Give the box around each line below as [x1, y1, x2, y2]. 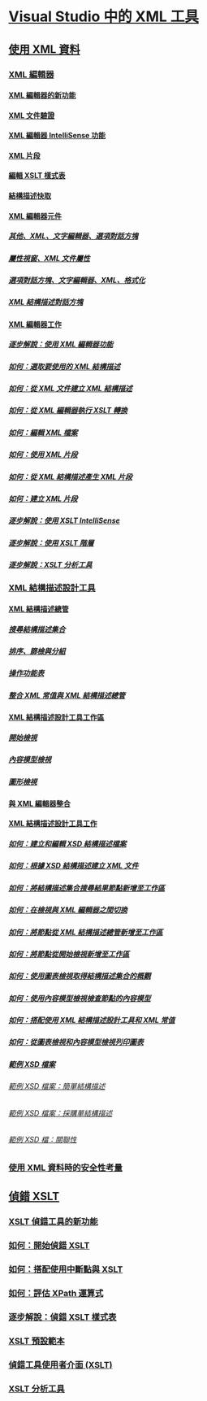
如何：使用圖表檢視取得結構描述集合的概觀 [8, 971, 151, 981]
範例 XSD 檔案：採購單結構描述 [8, 1107, 113, 1118]
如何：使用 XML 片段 [8, 450, 78, 459]
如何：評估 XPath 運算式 [8, 1288, 104, 1299]
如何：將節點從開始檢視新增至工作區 [8, 949, 130, 959]
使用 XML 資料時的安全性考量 [8, 1162, 123, 1173]
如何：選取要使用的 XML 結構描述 [8, 361, 120, 371]
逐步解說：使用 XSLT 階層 [8, 537, 94, 547]
